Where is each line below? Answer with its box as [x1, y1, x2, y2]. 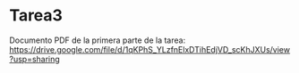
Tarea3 [9, 5, 63, 26]
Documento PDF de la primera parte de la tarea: [9, 35, 186, 45]
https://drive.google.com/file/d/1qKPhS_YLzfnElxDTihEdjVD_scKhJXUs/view [9, 44, 291, 54]
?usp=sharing [9, 53, 60, 64]
